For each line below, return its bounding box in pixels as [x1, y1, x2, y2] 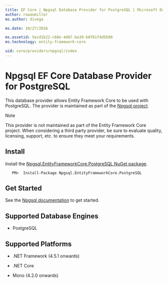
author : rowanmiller [5, 12, 48, 17]
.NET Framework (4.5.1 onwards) [12, 253, 80, 259]
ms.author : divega [5, 17, 43, 22]
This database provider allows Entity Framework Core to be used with [5, 97, 148, 103]
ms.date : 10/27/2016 [5, 26, 48, 31]
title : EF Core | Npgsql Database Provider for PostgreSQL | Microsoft [5, 7, 157, 13]
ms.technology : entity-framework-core [5, 40, 86, 45]
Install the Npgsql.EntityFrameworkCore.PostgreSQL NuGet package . [5, 161, 148, 167]
